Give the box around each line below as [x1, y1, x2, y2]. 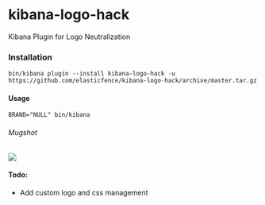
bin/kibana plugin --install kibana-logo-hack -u [8, 70, 176, 78]
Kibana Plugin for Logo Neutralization [8, 32, 131, 41]
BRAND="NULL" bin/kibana [8, 111, 90, 119]
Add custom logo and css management [19, 188, 148, 197]
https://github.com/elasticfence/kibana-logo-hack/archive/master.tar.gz [8, 77, 258, 85]
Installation [8, 52, 53, 63]
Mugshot [8, 128, 38, 137]
